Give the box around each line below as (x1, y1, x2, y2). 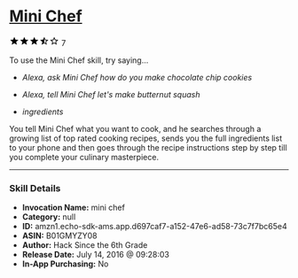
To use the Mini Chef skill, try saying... (9, 55, 149, 66)
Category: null (21, 212, 76, 222)
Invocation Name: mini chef (21, 202, 126, 213)
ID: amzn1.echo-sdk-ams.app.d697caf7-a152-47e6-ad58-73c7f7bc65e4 (21, 221, 287, 232)
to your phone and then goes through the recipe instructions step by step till (9, 142, 287, 152)
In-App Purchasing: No (21, 259, 109, 269)
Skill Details (9, 181, 61, 194)
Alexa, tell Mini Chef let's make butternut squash (21, 89, 200, 99)
